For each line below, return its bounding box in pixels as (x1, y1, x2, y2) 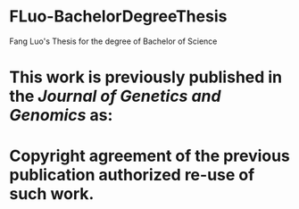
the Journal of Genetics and (9, 87, 221, 106)
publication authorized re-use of (9, 165, 255, 185)
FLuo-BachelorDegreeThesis (9, 6, 228, 27)
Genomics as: (9, 105, 113, 126)
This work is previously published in (9, 67, 283, 88)
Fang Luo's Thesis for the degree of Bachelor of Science (9, 36, 218, 46)
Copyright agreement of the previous (9, 146, 290, 166)
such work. (9, 184, 95, 205)
